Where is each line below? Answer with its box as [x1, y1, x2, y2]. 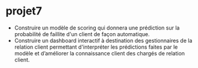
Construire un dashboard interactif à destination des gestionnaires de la [14, 37, 193, 44]
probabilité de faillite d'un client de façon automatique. [14, 30, 150, 37]
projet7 [5, 4, 43, 18]
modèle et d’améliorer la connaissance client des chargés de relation [14, 49, 185, 57]
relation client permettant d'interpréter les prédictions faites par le [14, 43, 178, 51]
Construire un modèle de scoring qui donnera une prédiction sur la [14, 24, 180, 31]
